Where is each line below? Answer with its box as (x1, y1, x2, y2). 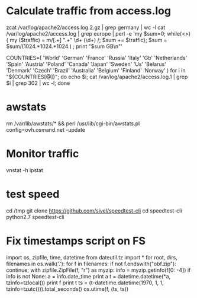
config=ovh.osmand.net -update (6, 126, 86, 133)
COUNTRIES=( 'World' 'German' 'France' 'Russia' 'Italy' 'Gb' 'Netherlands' (6, 54, 188, 61)
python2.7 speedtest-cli (6, 213, 64, 220)
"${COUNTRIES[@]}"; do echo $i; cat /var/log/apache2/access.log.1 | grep (6, 73, 188, 80)
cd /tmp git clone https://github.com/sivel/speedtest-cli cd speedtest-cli (6, 207, 182, 214)
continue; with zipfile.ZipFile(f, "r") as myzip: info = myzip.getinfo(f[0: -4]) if (6, 266, 191, 274)
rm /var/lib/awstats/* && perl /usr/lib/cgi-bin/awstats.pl (6, 120, 140, 127)
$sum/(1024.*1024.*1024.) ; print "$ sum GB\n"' (6, 43, 122, 50)
